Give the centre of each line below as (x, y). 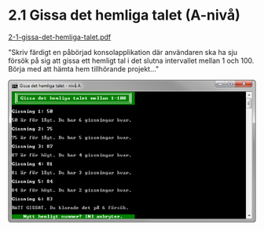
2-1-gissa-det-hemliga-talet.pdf (60, 37)
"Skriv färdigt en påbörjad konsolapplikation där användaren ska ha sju (123, 52)
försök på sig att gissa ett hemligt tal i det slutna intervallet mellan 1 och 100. (131, 60)
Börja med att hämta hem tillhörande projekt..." (84, 68)
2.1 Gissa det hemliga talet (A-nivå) (125, 15)
